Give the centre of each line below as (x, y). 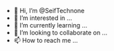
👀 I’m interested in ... (43, 18)
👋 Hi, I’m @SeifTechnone (49, 11)
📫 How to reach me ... (46, 40)
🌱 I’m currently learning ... (50, 25)
